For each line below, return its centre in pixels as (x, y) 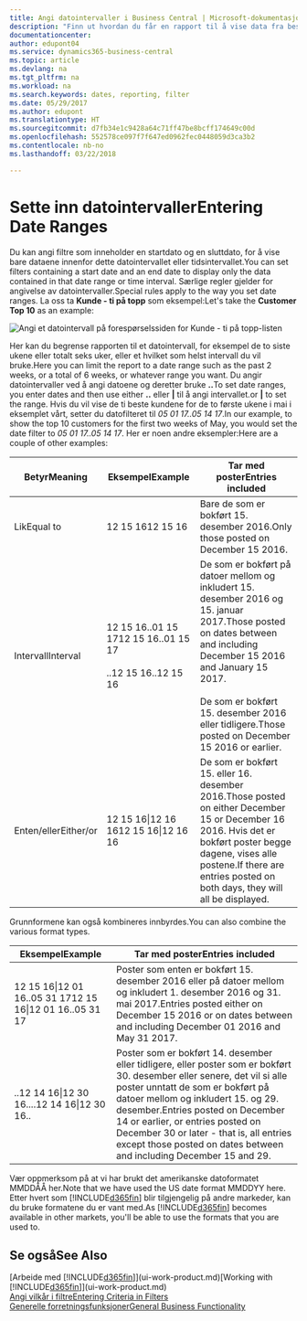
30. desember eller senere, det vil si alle (201, 1075)
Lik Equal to (38, 527)
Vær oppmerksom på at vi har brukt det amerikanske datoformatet (134, 1178)
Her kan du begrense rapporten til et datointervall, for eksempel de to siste (150, 346)
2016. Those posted (243, 796)
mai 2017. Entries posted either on (189, 1004)
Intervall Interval (48, 655)
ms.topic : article (44, 60)
